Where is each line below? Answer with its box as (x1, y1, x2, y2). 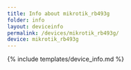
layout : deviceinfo (7, 23, 64, 30)
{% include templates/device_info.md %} (7, 55, 125, 63)
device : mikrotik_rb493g (7, 36, 79, 43)
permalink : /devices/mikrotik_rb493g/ (7, 29, 119, 37)
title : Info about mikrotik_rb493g (7, 10, 110, 17)
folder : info (7, 17, 45, 24)
